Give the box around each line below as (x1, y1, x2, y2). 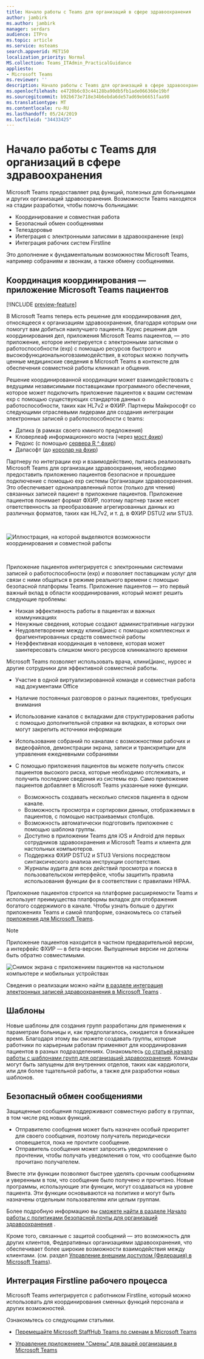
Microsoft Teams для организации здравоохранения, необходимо (6, 464, 177, 472)
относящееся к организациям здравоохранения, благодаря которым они (6, 319, 197, 326)
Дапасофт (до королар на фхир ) (15, 446, 98, 453)
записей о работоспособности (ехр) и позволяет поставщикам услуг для (6, 570, 197, 577)
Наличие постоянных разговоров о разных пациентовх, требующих (15, 694, 192, 702)
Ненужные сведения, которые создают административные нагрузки (15, 620, 194, 627)
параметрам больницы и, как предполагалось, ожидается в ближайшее (6, 1028, 194, 1035)
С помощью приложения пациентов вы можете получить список (15, 762, 184, 769)
